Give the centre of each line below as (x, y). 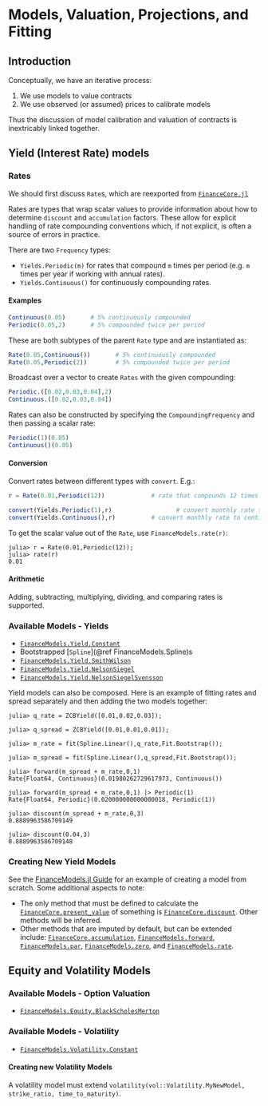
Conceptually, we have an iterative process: (80, 80)
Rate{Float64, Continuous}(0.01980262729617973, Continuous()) (116, 779)
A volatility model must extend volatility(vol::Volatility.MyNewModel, (127, 1084)
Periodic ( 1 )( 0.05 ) (39, 438)
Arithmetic (27, 579)
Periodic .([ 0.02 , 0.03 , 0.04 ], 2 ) (60, 392)
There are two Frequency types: (60, 250)
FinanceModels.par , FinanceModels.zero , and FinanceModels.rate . (126, 945)
